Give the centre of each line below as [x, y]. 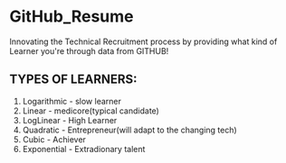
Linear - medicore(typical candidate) [91, 111]
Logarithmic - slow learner [72, 101]
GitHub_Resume [71, 17]
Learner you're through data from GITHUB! [89, 50]
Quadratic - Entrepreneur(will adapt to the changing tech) [129, 130]
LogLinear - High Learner [70, 120]
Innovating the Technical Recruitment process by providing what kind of [143, 41]
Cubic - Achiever [54, 139]
